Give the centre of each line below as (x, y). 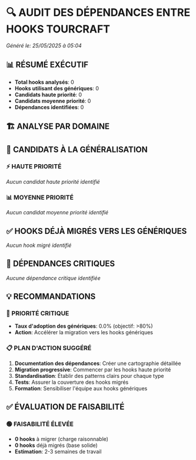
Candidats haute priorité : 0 (48, 94)
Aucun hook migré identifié (39, 245)
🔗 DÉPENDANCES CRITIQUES (61, 264)
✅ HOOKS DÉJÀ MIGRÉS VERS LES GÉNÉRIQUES (97, 231)
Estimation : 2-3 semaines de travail (58, 452)
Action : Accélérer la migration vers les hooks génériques (84, 332)
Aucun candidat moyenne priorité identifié (57, 213)
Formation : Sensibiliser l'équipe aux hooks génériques (81, 388)
